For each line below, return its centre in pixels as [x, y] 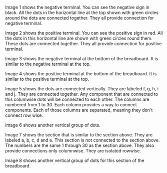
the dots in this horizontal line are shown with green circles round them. [79, 38]
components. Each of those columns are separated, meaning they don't [79, 110]
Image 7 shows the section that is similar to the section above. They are [79, 135]
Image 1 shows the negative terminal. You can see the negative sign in [77, 7]
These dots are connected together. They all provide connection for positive [83, 44]
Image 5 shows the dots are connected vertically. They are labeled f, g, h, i [82, 89]
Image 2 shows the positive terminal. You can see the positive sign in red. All [84, 33]
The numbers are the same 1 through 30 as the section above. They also [80, 145]
